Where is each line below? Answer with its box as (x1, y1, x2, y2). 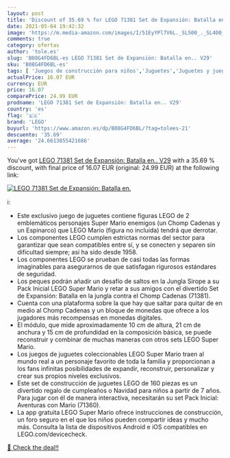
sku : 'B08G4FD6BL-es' (7, 61, 69, 68)
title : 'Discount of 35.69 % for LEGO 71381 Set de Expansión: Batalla (7, 16, 216, 23)
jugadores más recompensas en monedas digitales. (16, 313, 163, 322)
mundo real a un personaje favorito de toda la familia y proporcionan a (16, 357, 216, 365)
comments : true (7, 36, 51, 43)
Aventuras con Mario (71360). (16, 401, 101, 409)
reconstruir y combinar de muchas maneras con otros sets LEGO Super (16, 335, 219, 343)
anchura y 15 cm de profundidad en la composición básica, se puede (16, 328, 212, 337)
